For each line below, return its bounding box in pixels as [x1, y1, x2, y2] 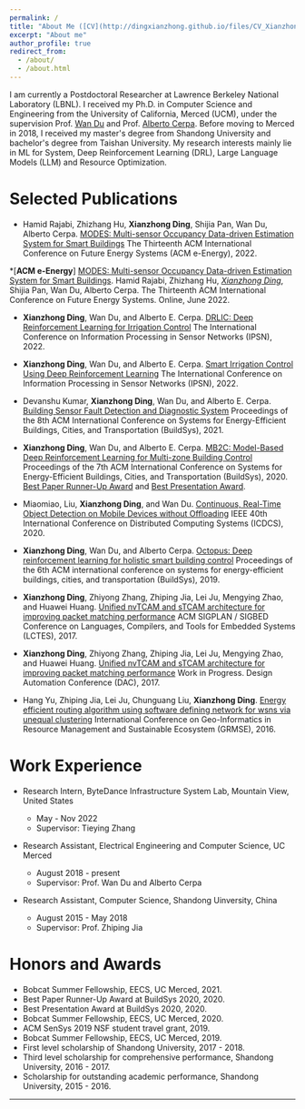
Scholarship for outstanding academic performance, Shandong [22, 1071, 259, 1082]
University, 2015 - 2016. [22, 1080, 112, 1092]
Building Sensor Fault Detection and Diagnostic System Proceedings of [22, 405, 289, 416]
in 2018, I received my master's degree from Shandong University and [9, 127, 271, 138]
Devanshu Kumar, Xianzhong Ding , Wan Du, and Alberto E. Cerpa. [22, 395, 271, 406]
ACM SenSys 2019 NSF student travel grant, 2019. [22, 1023, 211, 1033]
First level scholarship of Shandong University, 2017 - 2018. [22, 1042, 245, 1053]
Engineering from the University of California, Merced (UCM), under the [9, 108, 278, 119]
